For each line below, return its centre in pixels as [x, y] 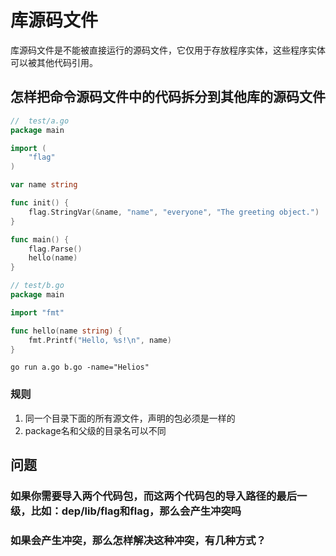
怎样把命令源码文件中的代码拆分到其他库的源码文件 [168, 97]
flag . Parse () [55, 249]
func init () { [40, 203]
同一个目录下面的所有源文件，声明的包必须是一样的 [130, 418]
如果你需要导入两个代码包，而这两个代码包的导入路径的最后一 [159, 496]
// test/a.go [40, 121]
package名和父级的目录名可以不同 [95, 430]
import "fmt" [37, 312]
